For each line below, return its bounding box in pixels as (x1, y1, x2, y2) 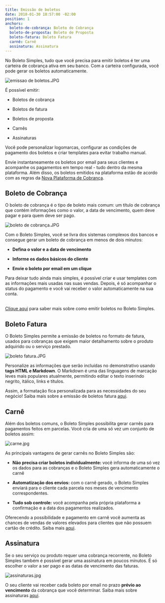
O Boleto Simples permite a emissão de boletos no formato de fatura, (5, 333, 145, 339)
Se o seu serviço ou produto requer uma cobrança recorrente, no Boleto (5, 552, 152, 558)
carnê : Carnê (9, 39, 36, 44)
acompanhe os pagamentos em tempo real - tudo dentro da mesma (5, 164, 143, 170)
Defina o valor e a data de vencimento (12, 247, 92, 252)
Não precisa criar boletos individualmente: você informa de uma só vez (12, 460, 160, 466)
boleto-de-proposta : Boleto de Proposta (9, 30, 94, 35)
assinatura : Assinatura (9, 44, 58, 49)
